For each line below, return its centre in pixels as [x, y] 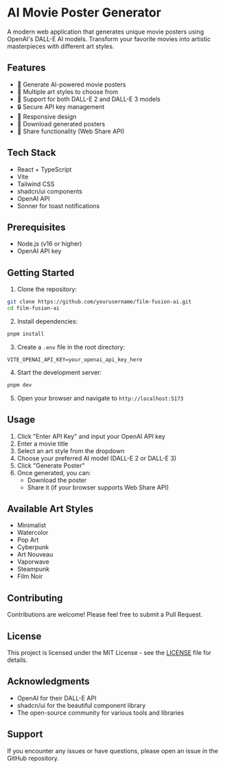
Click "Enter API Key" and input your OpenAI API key [91, 436]
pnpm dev [20, 385]
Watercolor [33, 533]
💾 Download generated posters [61, 124]
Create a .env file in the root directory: [71, 347]
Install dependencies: [47, 321]
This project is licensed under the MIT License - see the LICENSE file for [109, 652]
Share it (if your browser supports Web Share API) [98, 487]
